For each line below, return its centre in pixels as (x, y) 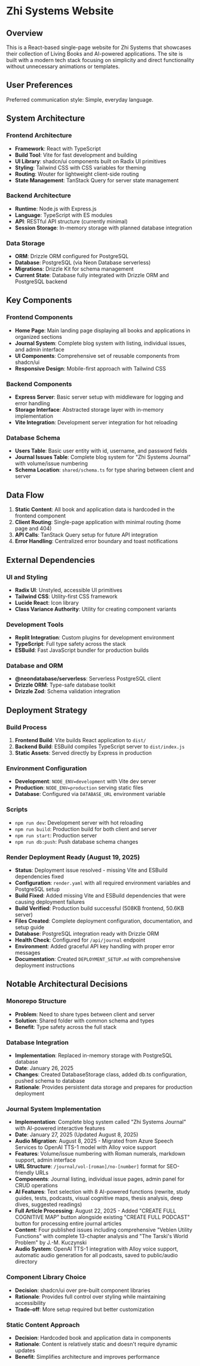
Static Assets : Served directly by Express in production (83, 753)
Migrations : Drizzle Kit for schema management (74, 269)
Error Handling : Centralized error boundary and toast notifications (96, 541)
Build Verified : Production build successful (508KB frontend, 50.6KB (99, 908)
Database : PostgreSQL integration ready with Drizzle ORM (87, 934)
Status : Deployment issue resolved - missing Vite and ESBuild (91, 870)
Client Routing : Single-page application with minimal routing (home (98, 522)
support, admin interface (45, 1160)
